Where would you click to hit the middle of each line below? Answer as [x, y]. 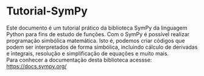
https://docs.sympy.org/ [37, 66]
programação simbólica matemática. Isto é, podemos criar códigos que [96, 40]
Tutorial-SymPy [47, 11]
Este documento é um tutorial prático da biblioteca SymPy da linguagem [97, 28]
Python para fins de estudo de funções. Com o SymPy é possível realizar [98, 34]
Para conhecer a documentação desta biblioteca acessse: [79, 60]
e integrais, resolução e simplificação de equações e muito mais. [88, 53]
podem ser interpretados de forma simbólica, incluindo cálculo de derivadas [102, 47]
